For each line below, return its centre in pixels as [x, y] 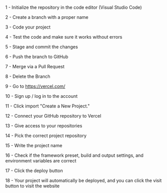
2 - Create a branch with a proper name [47, 17]
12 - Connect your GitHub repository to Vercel [53, 116]
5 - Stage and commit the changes [41, 47]
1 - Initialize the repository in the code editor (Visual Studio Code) [74, 7]
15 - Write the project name [34, 145]
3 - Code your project [28, 27]
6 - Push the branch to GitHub [37, 57]
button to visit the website [33, 186]
